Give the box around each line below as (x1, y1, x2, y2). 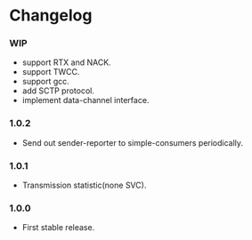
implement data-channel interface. (21, 95, 150, 106)
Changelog (9, 5, 93, 26)
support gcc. (21, 76, 69, 87)
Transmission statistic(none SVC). (21, 180, 147, 191)
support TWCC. (21, 67, 80, 77)
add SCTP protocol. (21, 85, 95, 96)
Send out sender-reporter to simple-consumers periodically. (21, 137, 243, 148)
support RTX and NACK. (21, 57, 111, 68)
